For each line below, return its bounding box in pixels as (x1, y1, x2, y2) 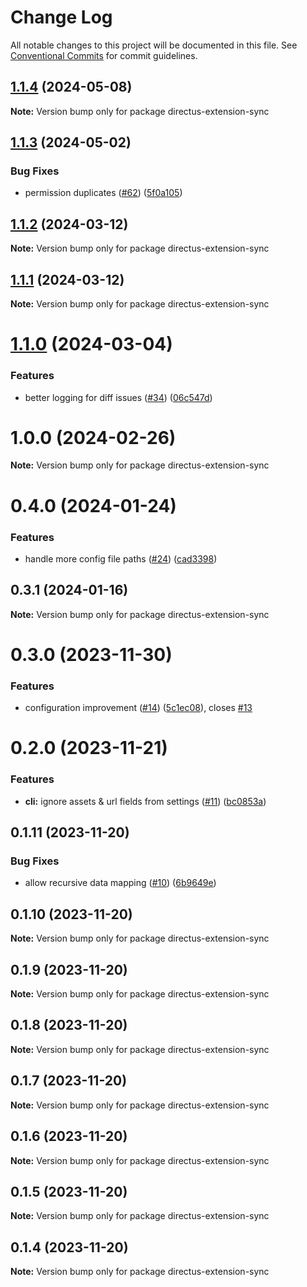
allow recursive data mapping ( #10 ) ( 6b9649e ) (24, 877, 217, 889)
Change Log (10, 6, 113, 29)
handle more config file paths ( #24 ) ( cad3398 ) (24, 552, 218, 565)
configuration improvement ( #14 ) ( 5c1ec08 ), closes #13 (24, 702, 253, 714)
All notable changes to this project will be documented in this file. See (10, 39, 298, 51)
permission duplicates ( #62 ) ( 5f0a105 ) (24, 187, 183, 199)
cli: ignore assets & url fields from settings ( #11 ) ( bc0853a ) (24, 795, 267, 807)
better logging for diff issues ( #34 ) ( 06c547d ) (24, 391, 213, 403)
